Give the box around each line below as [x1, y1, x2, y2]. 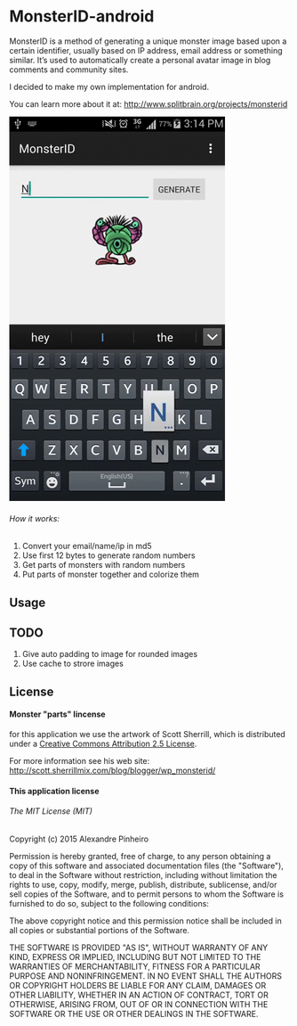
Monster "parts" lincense [9, 709, 106, 719]
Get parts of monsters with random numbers [21, 560, 186, 570]
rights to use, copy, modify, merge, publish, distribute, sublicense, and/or [9, 879, 277, 890]
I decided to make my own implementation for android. [9, 81, 210, 92]
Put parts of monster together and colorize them [21, 569, 200, 580]
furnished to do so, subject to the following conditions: [9, 898, 209, 908]
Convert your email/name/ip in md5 [21, 541, 153, 552]
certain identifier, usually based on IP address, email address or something [9, 45, 283, 55]
